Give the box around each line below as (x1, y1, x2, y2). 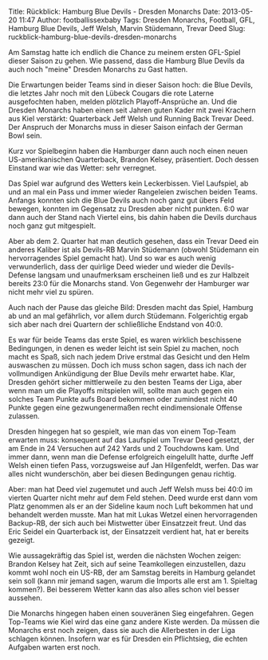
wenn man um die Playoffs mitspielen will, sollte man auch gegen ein (8, 386, 235, 395)
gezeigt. (8, 536, 35, 544)
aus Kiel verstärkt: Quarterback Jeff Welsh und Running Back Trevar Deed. (8, 114, 254, 123)
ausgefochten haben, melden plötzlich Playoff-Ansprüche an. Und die (8, 97, 238, 106)
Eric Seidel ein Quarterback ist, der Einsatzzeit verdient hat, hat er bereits (8, 527, 250, 536)
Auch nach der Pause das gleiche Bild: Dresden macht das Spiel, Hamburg (8, 303, 254, 312)
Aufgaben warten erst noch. (8, 642, 101, 652)
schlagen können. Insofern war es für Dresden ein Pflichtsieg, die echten (8, 634, 248, 643)
